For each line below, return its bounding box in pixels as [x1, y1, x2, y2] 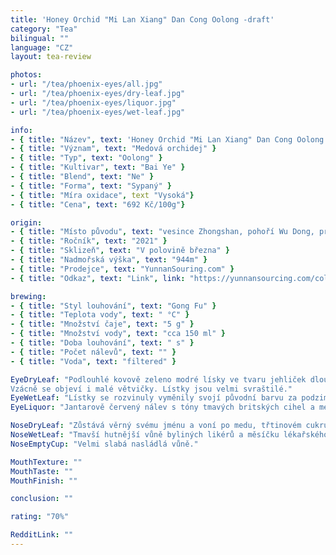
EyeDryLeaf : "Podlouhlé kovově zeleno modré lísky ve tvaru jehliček [10, 374, 307, 385]
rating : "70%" [10, 512, 70, 522]
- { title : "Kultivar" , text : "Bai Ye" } [10, 162, 186, 173]
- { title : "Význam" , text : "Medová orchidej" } [10, 144, 217, 154]
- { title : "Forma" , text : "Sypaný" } [10, 181, 172, 191]
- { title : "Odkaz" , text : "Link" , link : [10, 273, 186, 283]
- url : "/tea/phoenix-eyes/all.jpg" [10, 79, 163, 90]
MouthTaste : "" [10, 466, 74, 476]
